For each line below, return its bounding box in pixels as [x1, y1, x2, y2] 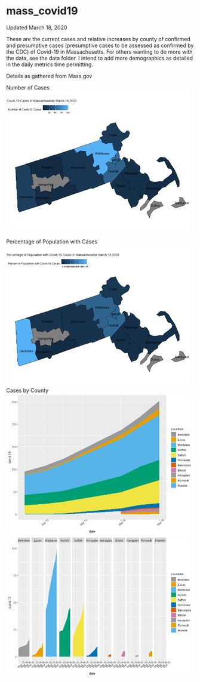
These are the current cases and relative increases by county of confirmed [6, 35, 190, 42]
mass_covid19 [6, 4, 78, 18]
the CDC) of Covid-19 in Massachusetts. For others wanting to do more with [6, 48, 193, 55]
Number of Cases [6, 84, 50, 91]
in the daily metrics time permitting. [6, 61, 94, 68]
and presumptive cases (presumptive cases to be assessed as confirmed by [6, 42, 194, 49]
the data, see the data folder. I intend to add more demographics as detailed [6, 54, 193, 61]
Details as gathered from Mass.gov [6, 72, 93, 79]
